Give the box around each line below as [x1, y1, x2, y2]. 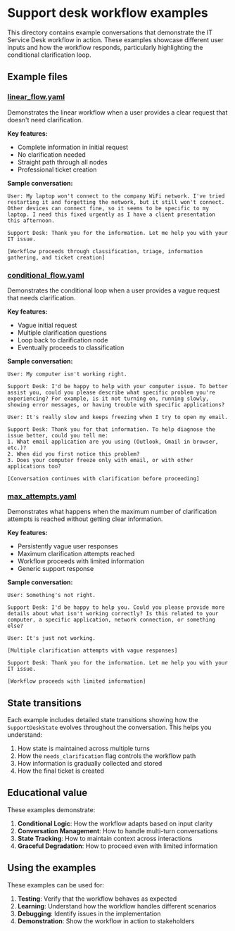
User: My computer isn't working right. [7, 371, 128, 378]
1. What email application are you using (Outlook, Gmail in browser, [7, 438, 219, 445]
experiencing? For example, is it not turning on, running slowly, [7, 395, 210, 402]
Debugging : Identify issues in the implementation [17, 909, 161, 918]
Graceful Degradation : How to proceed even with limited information [17, 842, 218, 850]
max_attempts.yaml [7, 491, 77, 501]
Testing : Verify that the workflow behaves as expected [17, 894, 177, 903]
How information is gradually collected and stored [17, 759, 163, 768]
